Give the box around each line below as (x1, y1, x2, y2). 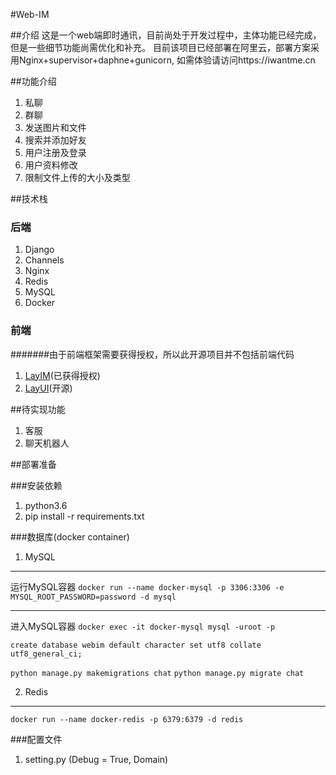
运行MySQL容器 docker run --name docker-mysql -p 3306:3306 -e (10, 580, 285, 593)
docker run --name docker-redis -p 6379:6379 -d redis (10, 714, 244, 724)
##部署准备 (10, 458, 57, 470)
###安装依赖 (10, 479, 63, 491)
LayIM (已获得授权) (24, 369, 101, 381)
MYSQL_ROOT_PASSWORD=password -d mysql (10, 592, 177, 602)
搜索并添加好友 (24, 134, 87, 146)
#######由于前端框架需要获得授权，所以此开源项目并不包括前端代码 (10, 348, 295, 360)
